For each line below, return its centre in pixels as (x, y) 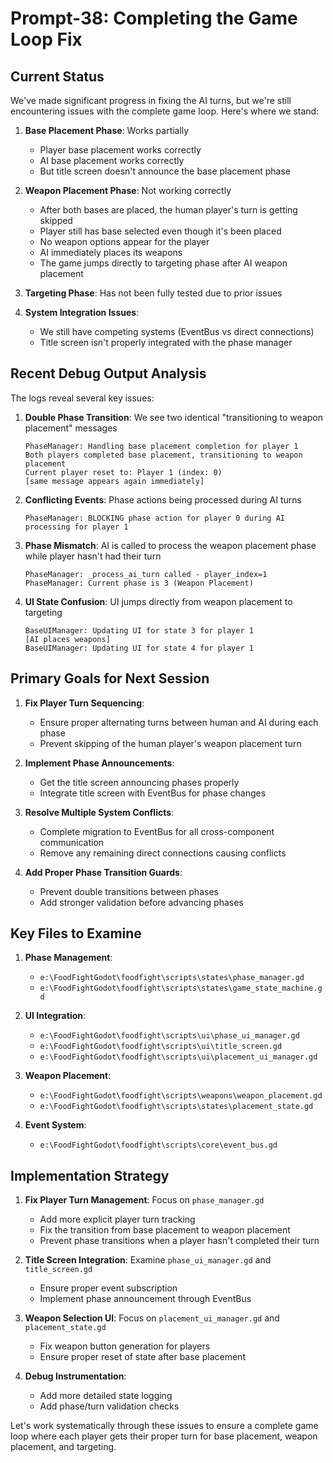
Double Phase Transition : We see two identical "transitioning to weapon (173, 417)
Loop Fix (46, 39)
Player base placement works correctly (120, 150)
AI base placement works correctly (112, 160)
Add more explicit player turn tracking (117, 1219)
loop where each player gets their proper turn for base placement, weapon (164, 1436)
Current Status (57, 76)
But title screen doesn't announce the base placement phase (165, 171)
